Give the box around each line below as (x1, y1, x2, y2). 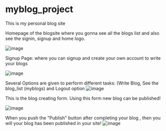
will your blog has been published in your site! (5, 120, 102, 126)
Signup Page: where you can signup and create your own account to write (5, 55, 161, 61)
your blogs (5, 60, 28, 66)
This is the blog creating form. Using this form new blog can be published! (5, 95, 161, 101)
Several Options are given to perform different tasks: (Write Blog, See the (5, 80, 159, 86)
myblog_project (5, 4, 73, 15)
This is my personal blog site (5, 20, 66, 26)
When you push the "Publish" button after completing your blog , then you (5, 115, 161, 121)
